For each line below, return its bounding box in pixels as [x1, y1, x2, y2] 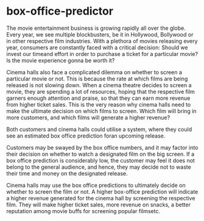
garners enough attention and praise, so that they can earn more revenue [6, 94, 191, 102]
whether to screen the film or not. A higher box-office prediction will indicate [6, 188, 199, 195]
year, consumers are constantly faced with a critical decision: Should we [6, 44, 188, 51]
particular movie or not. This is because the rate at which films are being [6, 75, 188, 82]
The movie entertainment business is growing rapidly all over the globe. [6, 24, 186, 32]
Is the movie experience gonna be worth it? [6, 57, 115, 64]
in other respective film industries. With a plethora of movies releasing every [6, 37, 198, 44]
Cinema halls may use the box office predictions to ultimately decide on [6, 181, 186, 189]
